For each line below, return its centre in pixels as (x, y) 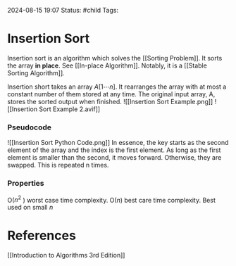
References (42, 236)
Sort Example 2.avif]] (69, 109)
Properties (26, 184)
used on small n (30, 208)
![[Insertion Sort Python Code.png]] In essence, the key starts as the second (118, 143)
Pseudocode (29, 127)
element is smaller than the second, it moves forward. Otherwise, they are (114, 158)
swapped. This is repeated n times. (58, 165)
